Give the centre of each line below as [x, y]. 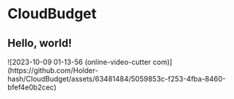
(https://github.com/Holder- [53, 70]
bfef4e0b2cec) [32, 87]
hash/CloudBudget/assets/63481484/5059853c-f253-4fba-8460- [117, 79]
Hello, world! [40, 43]
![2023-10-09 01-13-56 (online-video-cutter [80, 62]
